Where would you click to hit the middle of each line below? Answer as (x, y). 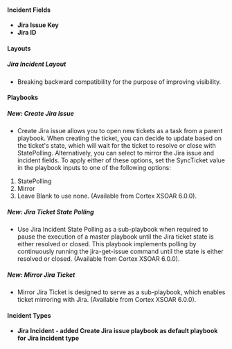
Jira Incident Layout (37, 64)
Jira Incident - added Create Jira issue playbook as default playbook (117, 331)
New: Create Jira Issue (41, 113)
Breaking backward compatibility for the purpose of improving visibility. (119, 82)
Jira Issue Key (38, 25)
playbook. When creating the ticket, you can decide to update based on (119, 138)
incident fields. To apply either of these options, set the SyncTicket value (121, 160)
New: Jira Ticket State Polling (51, 212)
